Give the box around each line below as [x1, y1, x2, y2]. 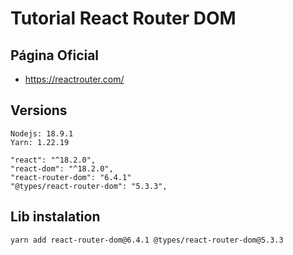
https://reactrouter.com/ [24, 73, 125, 85]
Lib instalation [10, 208, 101, 226]
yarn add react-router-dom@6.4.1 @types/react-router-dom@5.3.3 [10, 235, 284, 245]
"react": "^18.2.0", [10, 155, 97, 165]
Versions [10, 102, 68, 119]
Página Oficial [10, 47, 100, 64]
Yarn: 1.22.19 [10, 137, 70, 147]
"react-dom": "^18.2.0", [10, 163, 114, 174]
